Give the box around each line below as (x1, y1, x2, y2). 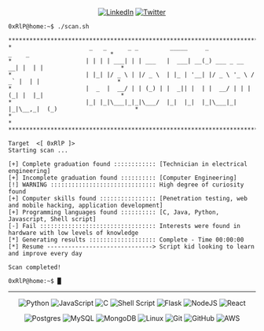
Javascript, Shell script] (8, 215, 97, 223)
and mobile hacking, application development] (8, 201, 163, 209)
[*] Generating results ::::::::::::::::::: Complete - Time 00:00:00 (8, 236, 244, 244)
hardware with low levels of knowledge (8, 229, 139, 237)
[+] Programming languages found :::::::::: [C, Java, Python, (8, 208, 220, 216)
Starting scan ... (8, 146, 68, 154)
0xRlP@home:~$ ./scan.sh (8, 23, 90, 31)
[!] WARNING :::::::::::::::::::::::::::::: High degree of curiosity (8, 181, 244, 189)
